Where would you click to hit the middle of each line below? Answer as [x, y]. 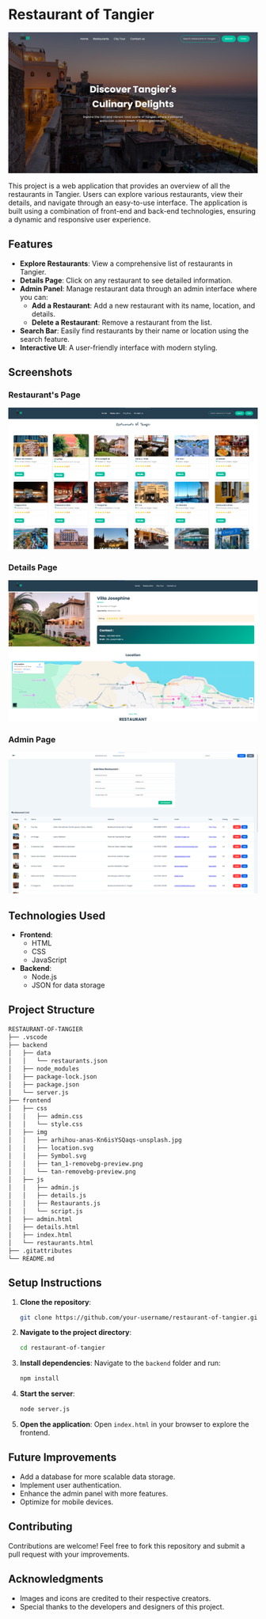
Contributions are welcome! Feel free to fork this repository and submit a [127, 1545]
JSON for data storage [68, 985]
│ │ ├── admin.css [46, 1116]
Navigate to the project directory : [76, 1333]
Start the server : [47, 1393]
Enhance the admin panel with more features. [94, 1493]
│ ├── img [28, 1132]
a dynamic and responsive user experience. [80, 219]
